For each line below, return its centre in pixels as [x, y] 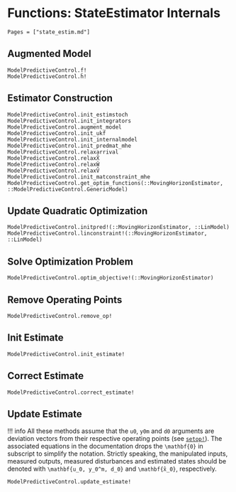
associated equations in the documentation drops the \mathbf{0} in [105, 446]
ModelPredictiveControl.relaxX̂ [54, 158]
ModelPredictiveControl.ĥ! [47, 76]
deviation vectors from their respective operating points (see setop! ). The [115, 439]
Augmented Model [49, 54]
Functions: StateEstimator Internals [114, 13]
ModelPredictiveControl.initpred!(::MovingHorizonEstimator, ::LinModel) [119, 228]
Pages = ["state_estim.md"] [49, 32]
